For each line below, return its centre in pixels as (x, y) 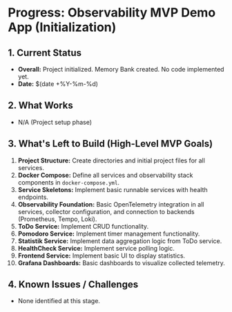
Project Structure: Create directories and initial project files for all (112, 160)
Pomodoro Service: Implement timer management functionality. (109, 233)
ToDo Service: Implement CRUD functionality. (83, 226)
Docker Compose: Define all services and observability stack (105, 175)
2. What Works (40, 106)
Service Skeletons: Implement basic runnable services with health (113, 189)
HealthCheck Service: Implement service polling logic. (96, 248)
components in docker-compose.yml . (69, 182)
